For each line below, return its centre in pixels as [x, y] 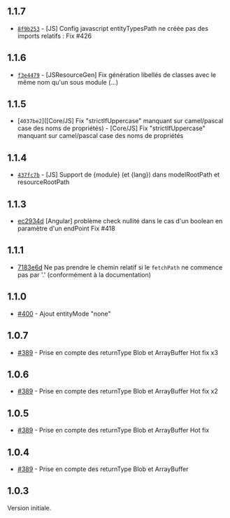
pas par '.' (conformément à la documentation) [84, 274]
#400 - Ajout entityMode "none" [64, 314]
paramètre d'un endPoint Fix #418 [66, 229]
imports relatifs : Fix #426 [55, 36]
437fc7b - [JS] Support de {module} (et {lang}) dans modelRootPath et [118, 175]
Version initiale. [29, 507]
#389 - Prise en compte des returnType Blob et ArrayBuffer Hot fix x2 [117, 391]
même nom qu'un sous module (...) [68, 82]
